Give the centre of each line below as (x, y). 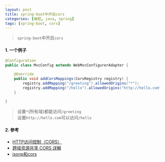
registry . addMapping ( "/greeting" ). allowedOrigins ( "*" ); (81, 83)
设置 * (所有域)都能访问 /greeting (49, 111)
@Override (24, 74)
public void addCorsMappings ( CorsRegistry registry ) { (71, 79)
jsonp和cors (24, 154)
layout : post (18, 10)
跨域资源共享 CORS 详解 (37, 148)
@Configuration (21, 61)
